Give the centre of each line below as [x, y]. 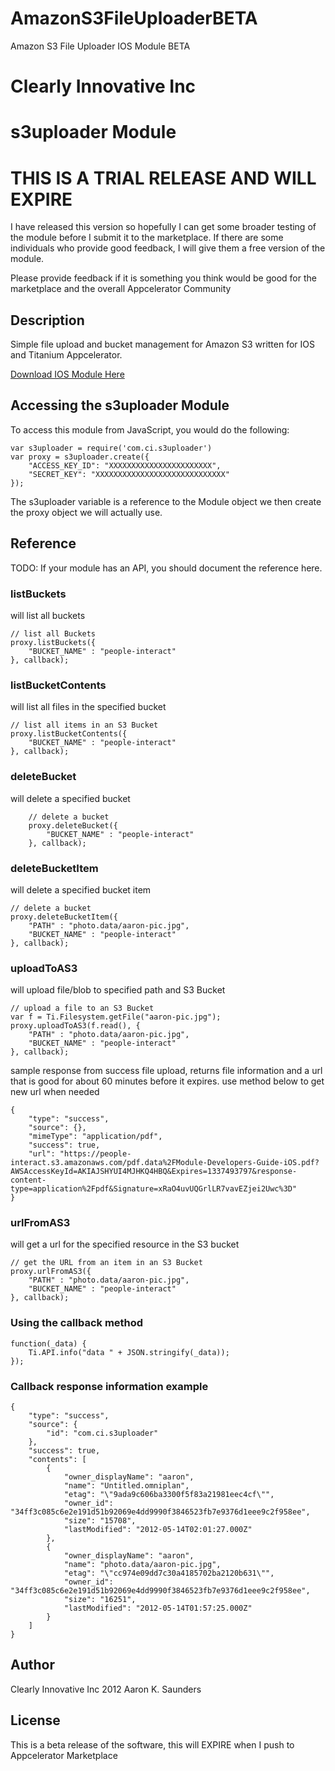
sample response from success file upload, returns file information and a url [166, 1071]
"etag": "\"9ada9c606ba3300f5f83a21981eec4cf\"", [169, 1495]
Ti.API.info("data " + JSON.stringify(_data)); [129, 1352]
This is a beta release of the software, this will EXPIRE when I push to [152, 1744]
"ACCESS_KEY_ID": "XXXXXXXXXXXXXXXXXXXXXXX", [125, 465]
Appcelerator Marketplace [64, 1755]
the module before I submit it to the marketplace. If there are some [147, 238]
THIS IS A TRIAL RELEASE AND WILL [163, 178]
